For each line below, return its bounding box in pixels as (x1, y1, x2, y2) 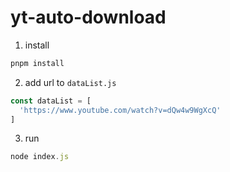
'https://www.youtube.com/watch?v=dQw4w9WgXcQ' (19, 105, 222, 115)
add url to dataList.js (24, 76, 117, 88)
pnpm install (10, 58, 65, 68)
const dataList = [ (10, 96, 92, 106)
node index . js (10, 152, 70, 162)
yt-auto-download (10, 6, 167, 29)
